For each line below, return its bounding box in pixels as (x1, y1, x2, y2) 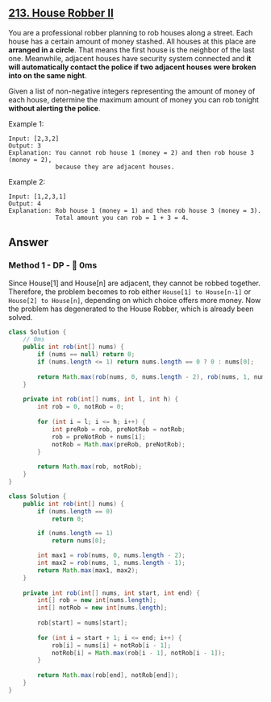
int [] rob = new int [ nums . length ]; (37, 596, 157, 604)
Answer (8, 235, 49, 249)
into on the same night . (8, 70, 87, 80)
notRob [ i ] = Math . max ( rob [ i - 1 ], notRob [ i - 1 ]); (51, 649, 226, 657)
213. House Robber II (8, 6, 115, 20)
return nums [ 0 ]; (51, 537, 106, 545)
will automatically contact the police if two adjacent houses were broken (8, 62, 256, 72)
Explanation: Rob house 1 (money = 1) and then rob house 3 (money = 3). (8, 206, 262, 214)
